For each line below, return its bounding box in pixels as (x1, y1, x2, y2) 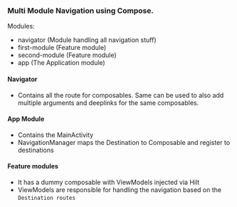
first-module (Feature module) (17, 44, 107, 52)
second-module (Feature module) (17, 51, 117, 59)
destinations (17, 146, 55, 154)
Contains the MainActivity (17, 131, 94, 139)
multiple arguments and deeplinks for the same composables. (17, 99, 199, 107)
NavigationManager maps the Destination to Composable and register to (17, 138, 231, 146)
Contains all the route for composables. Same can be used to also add (17, 91, 224, 99)
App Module (7, 115, 45, 123)
